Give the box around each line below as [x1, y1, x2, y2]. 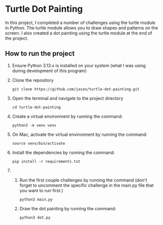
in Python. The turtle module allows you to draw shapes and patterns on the [5, 25, 158, 30]
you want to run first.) [19, 187, 64, 193]
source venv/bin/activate [12, 141, 65, 146]
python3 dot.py [19, 215, 50, 220]
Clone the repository [12, 77, 54, 83]
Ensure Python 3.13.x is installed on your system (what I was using [12, 62, 146, 68]
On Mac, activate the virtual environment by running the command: [12, 131, 148, 137]
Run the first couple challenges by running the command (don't [19, 177, 147, 183]
